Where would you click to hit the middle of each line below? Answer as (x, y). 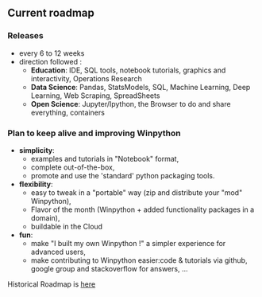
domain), (45, 217)
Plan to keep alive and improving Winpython (94, 133)
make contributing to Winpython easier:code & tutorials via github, (139, 260)
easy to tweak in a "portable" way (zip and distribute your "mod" (137, 192)
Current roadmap (51, 13)
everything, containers (67, 112)
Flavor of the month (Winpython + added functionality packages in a (143, 209)
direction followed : (50, 61)
